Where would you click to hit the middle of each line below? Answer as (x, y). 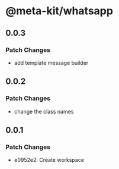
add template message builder (51, 62)
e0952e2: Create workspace (49, 160)
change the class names (44, 111)
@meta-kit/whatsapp (59, 11)
